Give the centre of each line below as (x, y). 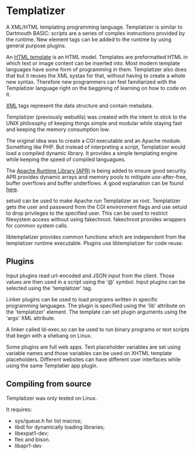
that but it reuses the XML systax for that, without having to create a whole (96, 75)
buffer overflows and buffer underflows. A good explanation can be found (95, 183)
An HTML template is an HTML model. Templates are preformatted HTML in (97, 57)
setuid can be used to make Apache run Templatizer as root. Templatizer (93, 201)
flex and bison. (32, 439)
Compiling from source (49, 384)
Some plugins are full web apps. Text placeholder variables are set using (93, 347)
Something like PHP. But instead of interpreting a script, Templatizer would (96, 147)
